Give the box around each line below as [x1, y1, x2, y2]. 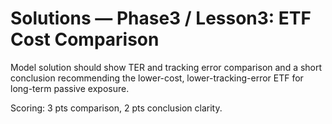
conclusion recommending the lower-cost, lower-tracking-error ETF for [10, 72, 304, 84]
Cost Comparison [10, 28, 160, 51]
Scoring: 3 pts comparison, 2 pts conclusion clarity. [10, 102, 223, 114]
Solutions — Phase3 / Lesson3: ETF [10, 7, 312, 30]
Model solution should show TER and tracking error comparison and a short [10, 61, 323, 73]
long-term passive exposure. [10, 82, 130, 94]
